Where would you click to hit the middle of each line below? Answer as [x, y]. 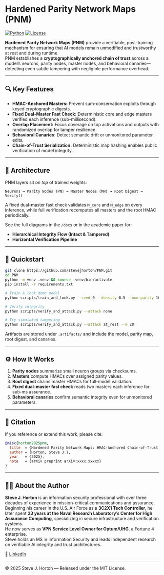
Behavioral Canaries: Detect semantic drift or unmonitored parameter [82, 135]
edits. [18, 140]
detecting [15, 68]
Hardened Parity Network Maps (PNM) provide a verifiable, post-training [79, 42]
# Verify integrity [25, 307]
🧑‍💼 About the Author [37, 486]
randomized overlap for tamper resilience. [54, 130]
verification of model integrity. [42, 150]
